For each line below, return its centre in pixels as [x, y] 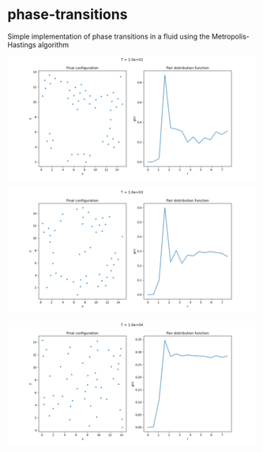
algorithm [53, 44]
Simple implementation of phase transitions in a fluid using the [109, 36]
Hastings [22, 44]
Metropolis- [231, 36]
